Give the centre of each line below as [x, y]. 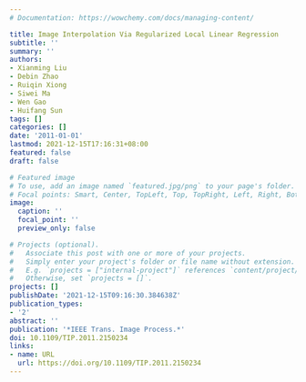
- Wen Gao [28, 102]
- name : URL [32, 355]
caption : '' [41, 211]
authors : [26, 60]
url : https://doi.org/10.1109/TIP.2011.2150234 [110, 363]
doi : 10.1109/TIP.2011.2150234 [69, 337]
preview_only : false [56, 228]
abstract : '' [34, 321]
